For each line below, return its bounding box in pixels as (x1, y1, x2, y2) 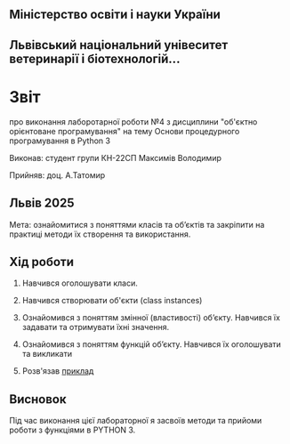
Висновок (9, 392, 67, 407)
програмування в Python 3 (9, 135, 111, 146)
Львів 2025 (9, 196, 75, 211)
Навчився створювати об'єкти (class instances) (21, 295, 203, 306)
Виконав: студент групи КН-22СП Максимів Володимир (9, 152, 222, 163)
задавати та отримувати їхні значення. (21, 322, 170, 333)
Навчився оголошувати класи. (21, 278, 138, 288)
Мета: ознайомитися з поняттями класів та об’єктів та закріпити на (9, 219, 265, 230)
